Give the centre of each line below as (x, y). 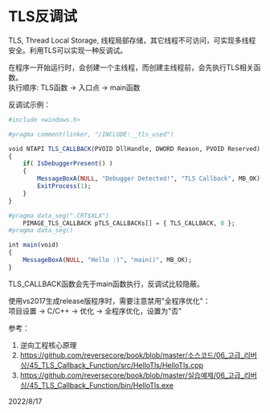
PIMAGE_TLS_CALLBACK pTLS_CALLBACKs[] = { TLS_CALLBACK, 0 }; (129, 223)
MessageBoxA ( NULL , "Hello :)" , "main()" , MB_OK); (108, 260)
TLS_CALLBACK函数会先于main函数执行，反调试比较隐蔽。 (106, 284)
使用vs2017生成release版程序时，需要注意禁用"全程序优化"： (109, 301)
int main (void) (34, 245)
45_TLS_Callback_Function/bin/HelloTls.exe (102, 385)
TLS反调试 (43, 16)
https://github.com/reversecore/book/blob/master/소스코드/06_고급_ (132, 355)
